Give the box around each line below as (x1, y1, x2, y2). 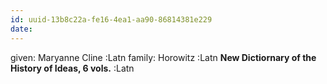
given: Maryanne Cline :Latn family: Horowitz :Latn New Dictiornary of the (10, 51, 317, 63)
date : (10, 24, 33, 34)
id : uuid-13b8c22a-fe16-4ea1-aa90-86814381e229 (10, 14, 213, 25)
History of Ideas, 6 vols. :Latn (10, 62, 135, 74)
